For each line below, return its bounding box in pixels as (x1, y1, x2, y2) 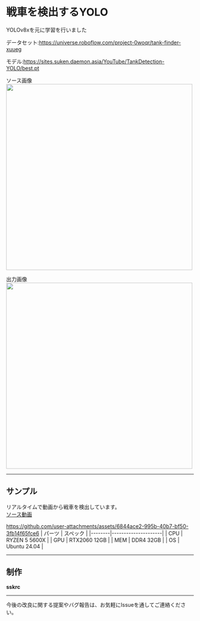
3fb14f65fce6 (6, 529, 40, 536)
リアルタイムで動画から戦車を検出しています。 (6, 503, 120, 510)
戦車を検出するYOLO (6, 5, 108, 19)
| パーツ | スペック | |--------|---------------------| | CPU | (40, 529, 183, 536)
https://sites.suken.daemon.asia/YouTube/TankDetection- (23, 58, 165, 65)
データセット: (6, 39, 40, 46)
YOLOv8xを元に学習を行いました (6, 26, 87, 33)
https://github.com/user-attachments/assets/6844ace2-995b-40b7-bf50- (6, 522, 189, 530)
